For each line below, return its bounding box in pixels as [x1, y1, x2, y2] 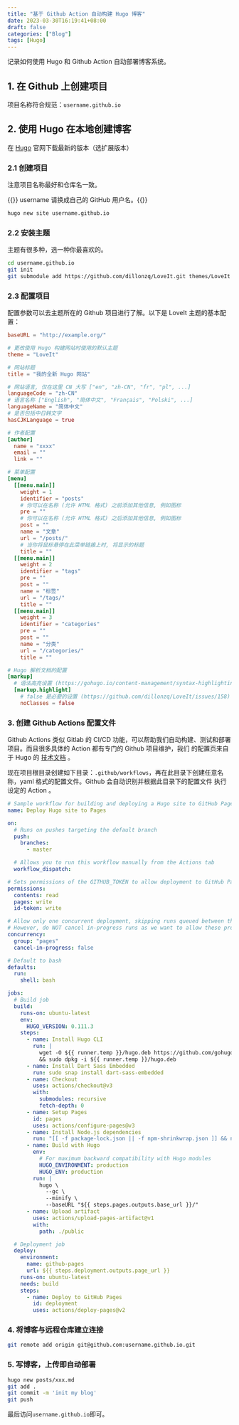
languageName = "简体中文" [7, 403, 83, 410]
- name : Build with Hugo [26, 1142, 100, 1149]
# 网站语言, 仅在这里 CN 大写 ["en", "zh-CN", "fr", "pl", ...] [7, 383, 191, 391]
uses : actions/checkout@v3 [33, 1082, 113, 1089]
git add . [7, 1383, 37, 1390]
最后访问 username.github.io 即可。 [7, 1410, 109, 1419]
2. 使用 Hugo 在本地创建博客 [7, 123, 132, 135]
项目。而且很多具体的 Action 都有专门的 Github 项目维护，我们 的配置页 [7, 744, 217, 753]
